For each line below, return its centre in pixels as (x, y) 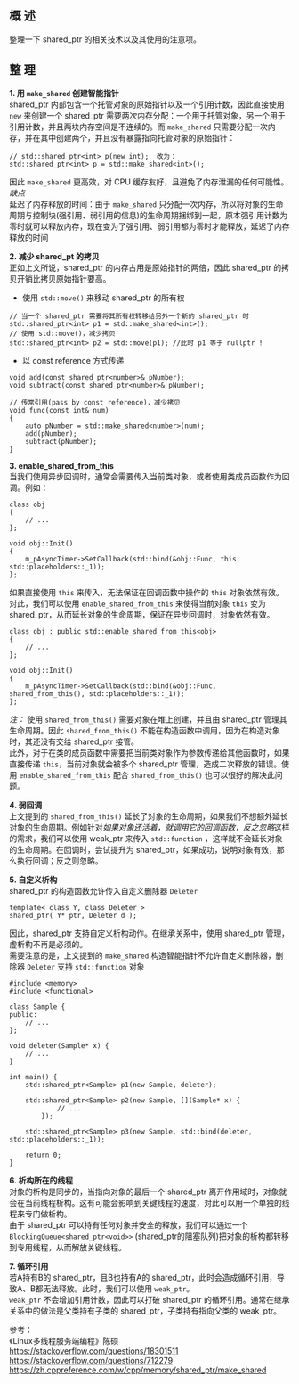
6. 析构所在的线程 (41, 1180)
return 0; (44, 1155)
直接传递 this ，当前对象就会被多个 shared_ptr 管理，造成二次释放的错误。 (145, 764)
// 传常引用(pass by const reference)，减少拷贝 (95, 402)
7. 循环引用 (29, 1266)
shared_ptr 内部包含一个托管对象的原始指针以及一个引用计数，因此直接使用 (147, 104)
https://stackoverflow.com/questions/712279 (91, 1360)
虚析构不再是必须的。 (48, 944)
